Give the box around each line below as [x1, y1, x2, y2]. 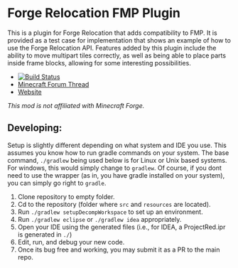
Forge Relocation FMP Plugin [7, 5, 181, 21]
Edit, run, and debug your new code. [17, 237, 125, 246]
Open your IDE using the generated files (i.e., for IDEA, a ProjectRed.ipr [17, 223, 226, 231]
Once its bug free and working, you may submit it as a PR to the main [17, 245, 220, 254]
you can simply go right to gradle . [7, 178, 107, 187]
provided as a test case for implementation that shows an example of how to [7, 36, 231, 44]
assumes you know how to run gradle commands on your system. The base [7, 148, 229, 157]
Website [17, 87, 43, 96]
